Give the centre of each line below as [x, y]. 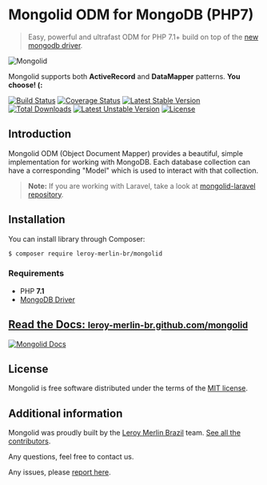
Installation [37, 220]
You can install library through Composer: [77, 238]
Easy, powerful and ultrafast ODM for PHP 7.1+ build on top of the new [143, 37]
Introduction [40, 134]
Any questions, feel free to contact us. [71, 457]
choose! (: [26, 85]
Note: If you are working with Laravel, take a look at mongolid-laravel [141, 186]
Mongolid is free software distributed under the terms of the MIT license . [128, 388]
